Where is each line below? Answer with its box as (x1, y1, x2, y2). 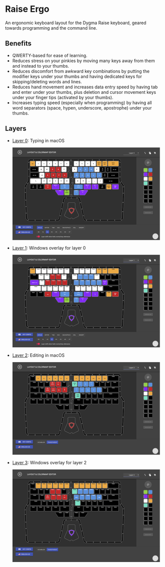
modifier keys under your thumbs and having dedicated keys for (12, 73, 142, 79)
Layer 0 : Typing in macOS (12, 137, 65, 144)
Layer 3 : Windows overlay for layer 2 (12, 459, 87, 465)
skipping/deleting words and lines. (12, 78, 82, 84)
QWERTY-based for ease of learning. (12, 52, 87, 58)
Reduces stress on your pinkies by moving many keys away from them (12, 58, 155, 64)
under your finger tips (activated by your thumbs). (12, 94, 114, 100)
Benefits (5, 39, 32, 48)
